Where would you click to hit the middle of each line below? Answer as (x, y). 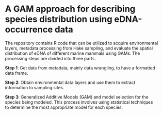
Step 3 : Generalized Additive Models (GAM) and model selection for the (77, 97)
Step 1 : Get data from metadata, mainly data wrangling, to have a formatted (80, 68)
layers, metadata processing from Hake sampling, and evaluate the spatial (79, 48)
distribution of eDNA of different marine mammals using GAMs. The (73, 53)
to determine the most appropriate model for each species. (64, 107)
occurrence (29, 30)
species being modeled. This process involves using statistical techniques (79, 102)
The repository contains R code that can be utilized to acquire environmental (81, 43)
